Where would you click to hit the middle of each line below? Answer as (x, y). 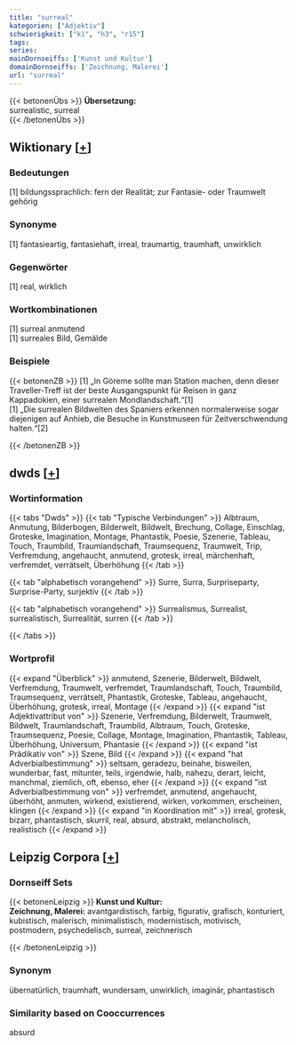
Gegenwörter (39, 267)
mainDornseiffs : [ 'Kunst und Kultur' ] (81, 59)
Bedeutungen (39, 173)
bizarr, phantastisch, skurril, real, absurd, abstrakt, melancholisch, (130, 820)
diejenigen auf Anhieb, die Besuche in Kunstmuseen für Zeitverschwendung (148, 418)
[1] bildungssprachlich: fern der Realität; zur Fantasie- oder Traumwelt (138, 192)
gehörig (24, 202)
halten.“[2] (29, 428)
